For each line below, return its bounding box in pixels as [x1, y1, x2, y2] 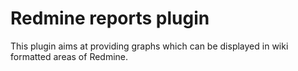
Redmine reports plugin [10, 7, 210, 30]
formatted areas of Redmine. [10, 50, 129, 62]
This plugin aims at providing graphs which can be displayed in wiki [10, 40, 289, 52]
